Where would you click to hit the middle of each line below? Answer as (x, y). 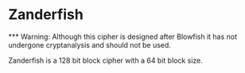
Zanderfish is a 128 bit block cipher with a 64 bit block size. (105, 60)
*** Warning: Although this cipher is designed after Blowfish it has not (122, 36)
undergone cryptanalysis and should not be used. (89, 44)
